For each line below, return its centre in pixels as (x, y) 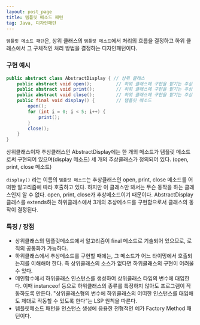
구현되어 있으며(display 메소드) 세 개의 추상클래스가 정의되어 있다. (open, (103, 159)
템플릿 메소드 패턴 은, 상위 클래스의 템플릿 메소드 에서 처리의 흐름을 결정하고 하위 (96, 41)
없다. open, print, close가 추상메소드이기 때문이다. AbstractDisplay (114, 195)
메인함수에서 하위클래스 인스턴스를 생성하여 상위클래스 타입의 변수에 (94, 278)
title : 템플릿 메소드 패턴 (35, 17)
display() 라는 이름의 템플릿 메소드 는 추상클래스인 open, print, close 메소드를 (96, 180)
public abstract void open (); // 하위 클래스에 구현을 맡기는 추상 (105, 84)
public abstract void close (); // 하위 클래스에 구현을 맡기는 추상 (105, 95)
